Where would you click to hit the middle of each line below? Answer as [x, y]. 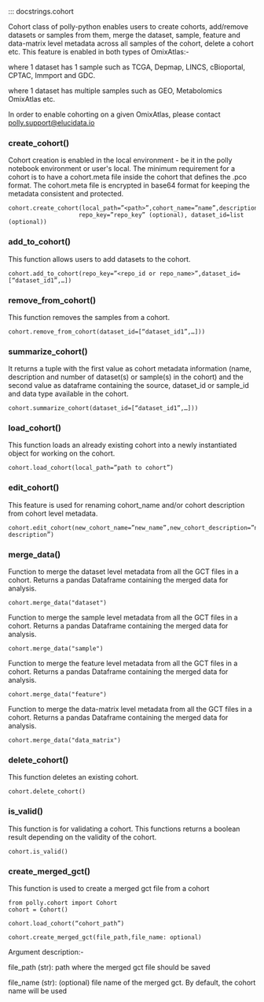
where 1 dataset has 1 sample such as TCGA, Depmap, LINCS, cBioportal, [127, 67]
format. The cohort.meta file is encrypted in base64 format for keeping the [129, 185]
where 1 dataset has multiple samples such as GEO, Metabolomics [115, 91]
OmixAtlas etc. [32, 99]
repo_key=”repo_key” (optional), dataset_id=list [161, 215]
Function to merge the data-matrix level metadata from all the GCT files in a [130, 710]
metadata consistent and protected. [66, 194]
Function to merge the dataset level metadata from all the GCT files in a [123, 572]
